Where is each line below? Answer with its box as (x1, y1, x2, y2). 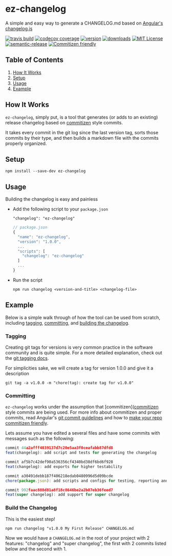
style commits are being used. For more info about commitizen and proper (5, 409, 162, 415)
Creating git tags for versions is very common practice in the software (5, 344, 153, 351)
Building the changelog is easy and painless (5, 196, 98, 202)
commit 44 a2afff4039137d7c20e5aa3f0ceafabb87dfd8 (5, 445, 114, 451)
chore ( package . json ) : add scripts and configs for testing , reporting (5, 478, 159, 483)
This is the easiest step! (5, 516, 55, 522)
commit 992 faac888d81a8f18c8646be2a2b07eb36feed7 (5, 487, 114, 493)
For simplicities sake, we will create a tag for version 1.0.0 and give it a (5, 365, 154, 371)
